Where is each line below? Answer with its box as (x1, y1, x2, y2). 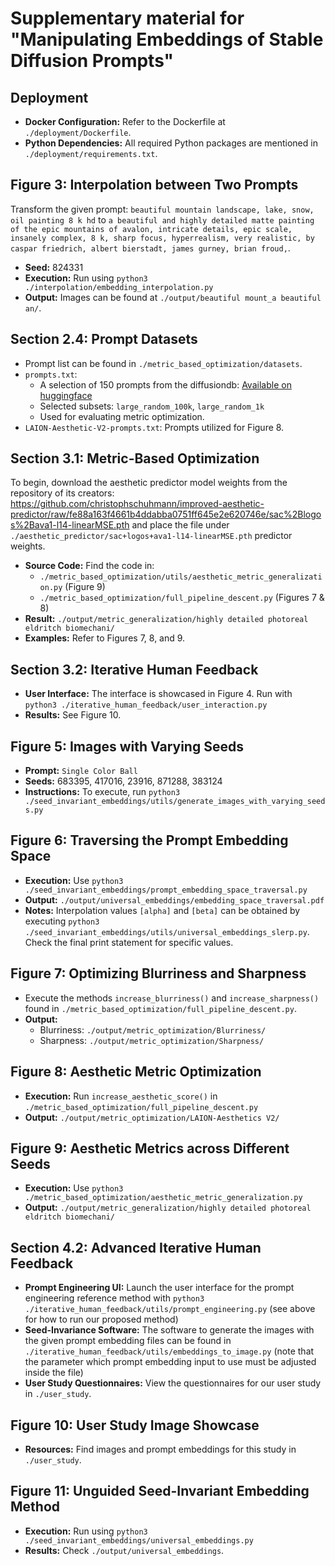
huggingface (39, 389, 93, 401)
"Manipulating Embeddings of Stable (10, 28, 324, 51)
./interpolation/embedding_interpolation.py (24, 282, 214, 292)
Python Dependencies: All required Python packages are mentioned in (24, 137, 318, 149)
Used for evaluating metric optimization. (39, 410, 205, 422)
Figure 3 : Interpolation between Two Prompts (10, 177, 299, 194)
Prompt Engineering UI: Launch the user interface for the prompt (24, 1282, 295, 1294)
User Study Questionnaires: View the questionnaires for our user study (24, 1377, 322, 1389)
